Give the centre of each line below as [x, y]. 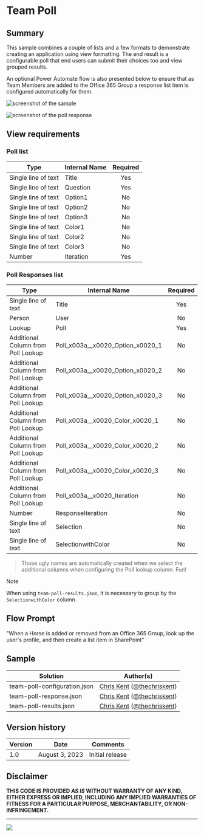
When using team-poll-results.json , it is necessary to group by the [91, 593]
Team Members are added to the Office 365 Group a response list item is [98, 85]
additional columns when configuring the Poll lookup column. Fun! [104, 569]
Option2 [76, 207]
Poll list [17, 151]
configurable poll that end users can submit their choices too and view [94, 60]
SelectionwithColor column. [42, 600]
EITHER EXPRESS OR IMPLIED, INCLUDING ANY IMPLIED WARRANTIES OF [101, 798]
